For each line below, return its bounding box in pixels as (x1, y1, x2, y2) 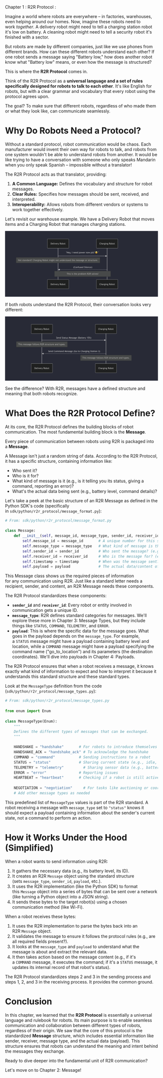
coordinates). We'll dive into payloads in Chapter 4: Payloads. (12, 654, 135, 660)
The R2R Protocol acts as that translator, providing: (5, 171, 107, 177)
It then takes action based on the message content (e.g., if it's (12, 954, 136, 960)
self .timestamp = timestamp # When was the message (22, 559, 147, 564)
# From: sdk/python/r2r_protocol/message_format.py (5, 518, 112, 523)
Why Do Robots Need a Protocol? (5, 125, 141, 136)
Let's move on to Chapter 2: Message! (5, 1067, 81, 1073)
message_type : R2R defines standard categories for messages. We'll (12, 613, 147, 619)
